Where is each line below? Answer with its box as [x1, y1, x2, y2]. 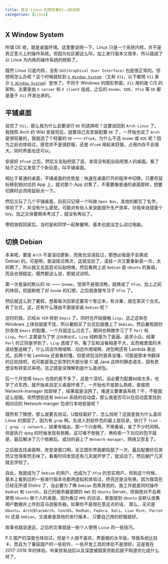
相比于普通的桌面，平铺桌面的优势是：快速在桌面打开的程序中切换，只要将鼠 [5, 175, 163, 181]
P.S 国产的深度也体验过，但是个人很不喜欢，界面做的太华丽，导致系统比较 [5, 534, 158, 540]
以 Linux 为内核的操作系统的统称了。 [5, 57, 80, 63]
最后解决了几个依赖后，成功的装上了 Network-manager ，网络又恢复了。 [13, 436, 158, 442]
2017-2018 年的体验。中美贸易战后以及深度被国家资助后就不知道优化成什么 [5, 547, 159, 553]
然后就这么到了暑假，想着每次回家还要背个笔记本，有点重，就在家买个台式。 [5, 298, 163, 304]
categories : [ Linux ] [5, 12, 48, 17]
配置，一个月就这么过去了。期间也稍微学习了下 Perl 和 [36, 327, 149, 333]
